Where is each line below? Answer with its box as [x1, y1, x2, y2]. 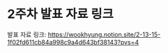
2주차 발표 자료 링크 [7, 6, 114, 22]
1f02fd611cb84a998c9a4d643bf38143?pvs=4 [7, 38, 139, 46]
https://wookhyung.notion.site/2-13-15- [47, 30, 161, 39]
